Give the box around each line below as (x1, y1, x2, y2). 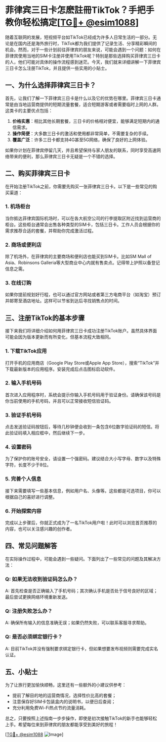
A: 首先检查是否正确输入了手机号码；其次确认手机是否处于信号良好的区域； (5, 588, 158, 594)
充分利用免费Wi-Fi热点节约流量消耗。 (12, 704, 89, 711)
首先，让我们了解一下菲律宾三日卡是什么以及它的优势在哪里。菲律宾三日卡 (5, 95, 157, 101)
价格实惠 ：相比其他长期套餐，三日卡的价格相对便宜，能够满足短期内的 (12, 118, 156, 124)
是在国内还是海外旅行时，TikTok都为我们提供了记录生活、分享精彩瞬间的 (9, 40, 157, 46)
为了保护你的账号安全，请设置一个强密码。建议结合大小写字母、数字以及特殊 (5, 456, 161, 462)
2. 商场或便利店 (5, 241, 42, 248)
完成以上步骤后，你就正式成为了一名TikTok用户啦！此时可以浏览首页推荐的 (5, 520, 157, 526)
